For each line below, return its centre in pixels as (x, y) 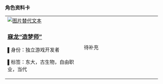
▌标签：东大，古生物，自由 (38, 62)
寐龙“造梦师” (25, 37)
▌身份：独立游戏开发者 (33, 50)
